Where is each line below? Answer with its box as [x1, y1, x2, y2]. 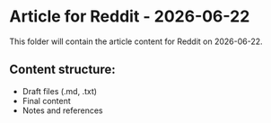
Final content [22, 95, 72, 106]
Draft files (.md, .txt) [22, 85, 97, 96]
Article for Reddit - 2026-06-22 [9, 6, 250, 27]
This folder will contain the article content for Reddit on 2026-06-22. [9, 36, 263, 47]
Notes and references [22, 105, 103, 116]
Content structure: [9, 62, 116, 77]
